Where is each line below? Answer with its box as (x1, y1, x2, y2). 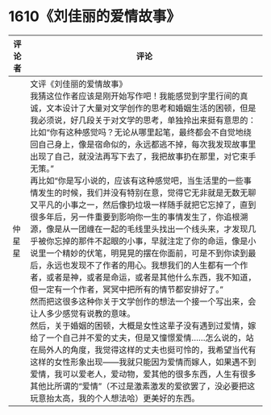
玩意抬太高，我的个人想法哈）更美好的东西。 (29, 392, 200, 404)
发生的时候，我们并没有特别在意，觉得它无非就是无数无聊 (37, 187, 256, 198)
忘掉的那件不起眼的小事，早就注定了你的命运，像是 (53, 235, 248, 247)
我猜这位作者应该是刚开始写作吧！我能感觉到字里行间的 (29, 90, 240, 102)
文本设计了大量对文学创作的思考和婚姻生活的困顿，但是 (45, 102, 256, 114)
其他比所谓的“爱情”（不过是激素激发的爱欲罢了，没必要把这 (29, 380, 256, 392)
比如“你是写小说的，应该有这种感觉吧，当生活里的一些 (37, 175, 244, 186)
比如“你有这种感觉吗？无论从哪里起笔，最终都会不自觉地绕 (29, 127, 252, 138)
